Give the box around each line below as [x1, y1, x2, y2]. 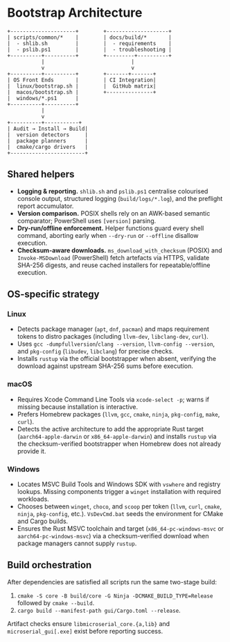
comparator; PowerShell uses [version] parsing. [17, 216, 157, 225]
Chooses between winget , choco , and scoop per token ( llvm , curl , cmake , [17, 502, 222, 511]
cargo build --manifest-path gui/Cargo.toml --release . [17, 606, 182, 614]
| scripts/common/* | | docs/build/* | [7, 33, 172, 41]
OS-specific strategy [7, 289, 100, 300]
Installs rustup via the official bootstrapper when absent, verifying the [17, 355, 217, 363]
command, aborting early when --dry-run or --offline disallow [17, 231, 199, 239]
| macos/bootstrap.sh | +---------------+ [7, 88, 157, 95]
